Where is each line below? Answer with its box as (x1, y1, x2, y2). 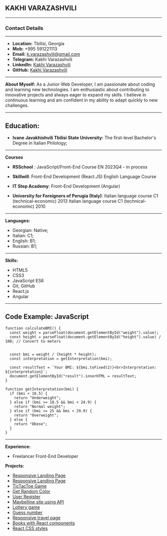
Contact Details (5, 24, 44, 31)
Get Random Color (12, 488, 51, 494)
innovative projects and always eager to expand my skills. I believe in (5, 92, 147, 98)
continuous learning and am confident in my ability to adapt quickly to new (5, 97, 158, 103)
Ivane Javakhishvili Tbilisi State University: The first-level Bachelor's (12, 134, 157, 141)
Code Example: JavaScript (5, 313, 89, 321)
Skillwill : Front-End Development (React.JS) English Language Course (12, 174, 157, 179)
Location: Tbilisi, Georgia (12, 41, 65, 47)
